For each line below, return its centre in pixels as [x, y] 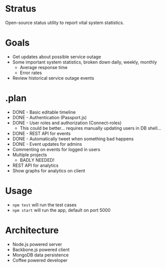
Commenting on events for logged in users [56, 149]
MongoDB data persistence [40, 255]
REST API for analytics [35, 165]
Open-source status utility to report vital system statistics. [65, 23]
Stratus [21, 9]
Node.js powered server [37, 244]
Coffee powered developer [40, 260]
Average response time [44, 67]
